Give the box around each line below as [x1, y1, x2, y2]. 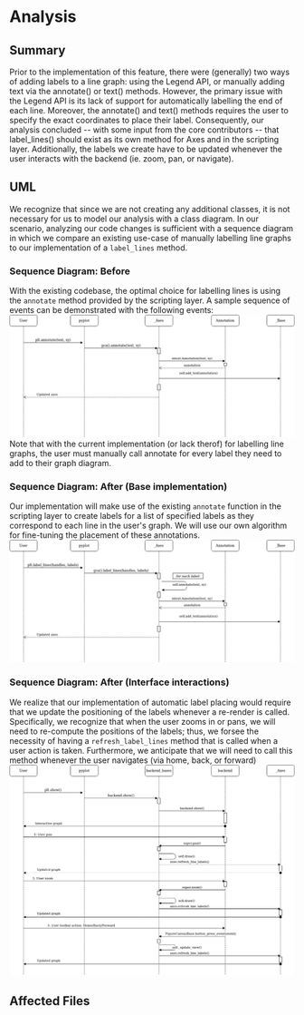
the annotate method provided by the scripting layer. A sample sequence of [9, 295, 291, 306]
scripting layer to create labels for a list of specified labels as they [9, 510, 255, 521]
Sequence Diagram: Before [9, 265, 131, 278]
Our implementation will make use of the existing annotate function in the [9, 501, 282, 512]
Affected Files [9, 993, 90, 1009]
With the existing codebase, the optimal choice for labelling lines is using [9, 286, 281, 297]
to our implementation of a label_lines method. [9, 242, 188, 253]
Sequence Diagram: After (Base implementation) [9, 480, 228, 493]
